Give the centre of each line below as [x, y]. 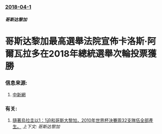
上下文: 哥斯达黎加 [41, 127]
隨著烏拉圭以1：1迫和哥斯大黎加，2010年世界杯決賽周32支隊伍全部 [81, 121]
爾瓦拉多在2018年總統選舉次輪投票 [77, 54]
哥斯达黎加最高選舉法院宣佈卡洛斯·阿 [81, 41]
